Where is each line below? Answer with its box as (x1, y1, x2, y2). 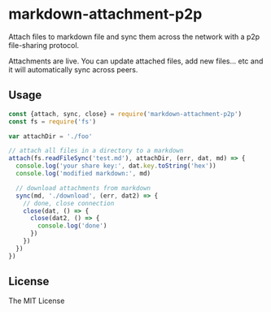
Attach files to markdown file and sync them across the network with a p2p (8, 32, 260, 41)
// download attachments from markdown (15, 184, 151, 192)
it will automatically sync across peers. (8, 64, 138, 74)
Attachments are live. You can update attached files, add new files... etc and (8, 56, 264, 66)
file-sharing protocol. (8, 40, 80, 50)
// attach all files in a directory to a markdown (8, 147, 184, 155)
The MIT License (8, 296, 65, 305)
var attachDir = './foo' (8, 132, 93, 141)
